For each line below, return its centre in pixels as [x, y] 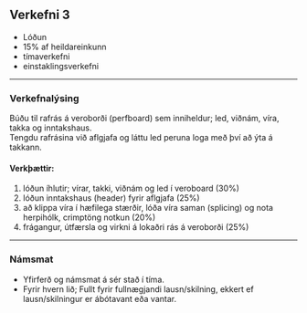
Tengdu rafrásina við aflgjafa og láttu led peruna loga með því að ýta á [141, 138]
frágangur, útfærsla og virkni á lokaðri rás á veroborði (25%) [136, 227]
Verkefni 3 [40, 15]
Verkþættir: [32, 168]
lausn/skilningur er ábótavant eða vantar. [99, 298]
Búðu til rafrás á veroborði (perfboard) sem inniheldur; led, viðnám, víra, [144, 119]
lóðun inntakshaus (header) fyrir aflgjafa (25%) [111, 198]
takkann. [26, 147]
